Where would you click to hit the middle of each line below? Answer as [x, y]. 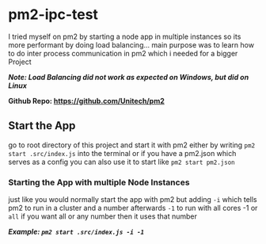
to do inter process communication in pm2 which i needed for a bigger [123, 53]
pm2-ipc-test [53, 15]
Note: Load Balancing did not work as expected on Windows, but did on [129, 77]
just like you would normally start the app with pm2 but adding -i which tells [133, 200]
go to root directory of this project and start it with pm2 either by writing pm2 [132, 145]
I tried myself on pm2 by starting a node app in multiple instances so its [125, 36]
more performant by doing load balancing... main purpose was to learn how [131, 44]
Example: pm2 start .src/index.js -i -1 [76, 232]
